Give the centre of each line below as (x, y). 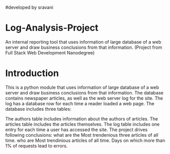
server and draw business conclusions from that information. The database (84, 93)
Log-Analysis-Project (52, 28)
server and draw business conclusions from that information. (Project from (84, 47)
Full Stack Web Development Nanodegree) (50, 52)
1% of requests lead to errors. (37, 146)
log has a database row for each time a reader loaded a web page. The (80, 103)
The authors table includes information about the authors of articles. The (82, 118)
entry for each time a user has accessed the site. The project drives (77, 130)
